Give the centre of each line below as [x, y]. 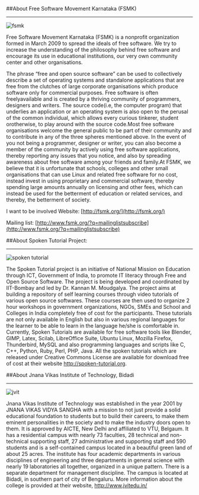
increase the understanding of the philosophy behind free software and [93, 49]
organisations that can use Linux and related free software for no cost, [92, 175]
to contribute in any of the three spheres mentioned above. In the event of [96, 137]
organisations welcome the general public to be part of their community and [99, 130]
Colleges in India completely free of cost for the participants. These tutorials [99, 313]
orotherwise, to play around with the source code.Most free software [90, 124]
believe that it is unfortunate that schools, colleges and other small [87, 168]
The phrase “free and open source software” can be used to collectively [94, 74]
